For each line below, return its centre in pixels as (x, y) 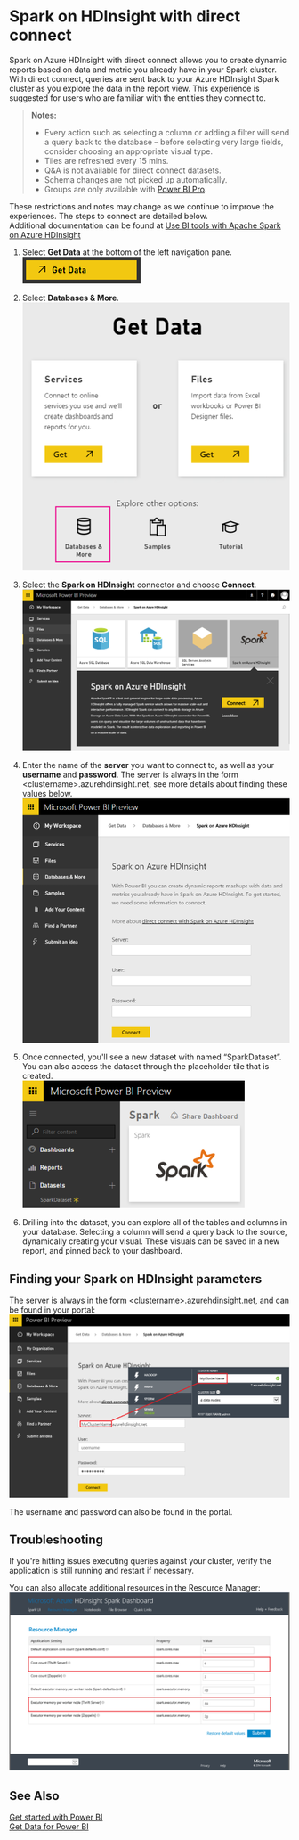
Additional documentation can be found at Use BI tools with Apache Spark (145, 225)
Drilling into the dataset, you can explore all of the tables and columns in (154, 1223)
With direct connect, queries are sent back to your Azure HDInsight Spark (144, 78)
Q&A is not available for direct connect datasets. (133, 170)
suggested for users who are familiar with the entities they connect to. (138, 98)
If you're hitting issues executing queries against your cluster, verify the (141, 1561)
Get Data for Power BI (49, 1827)
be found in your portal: (53, 1310)
